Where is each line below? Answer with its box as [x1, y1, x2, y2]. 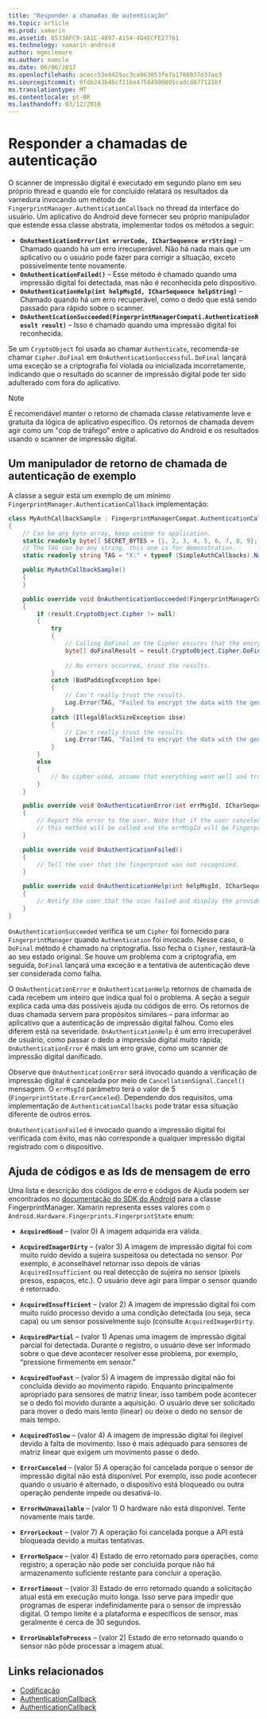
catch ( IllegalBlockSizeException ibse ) [50, 713, 187, 721]
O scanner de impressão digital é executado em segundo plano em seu [8, 178, 242, 188]
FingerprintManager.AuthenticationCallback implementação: [8, 499, 209, 509]
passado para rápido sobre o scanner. [19, 303, 145, 313]
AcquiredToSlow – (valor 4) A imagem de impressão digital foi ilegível [19, 1430, 244, 1440]
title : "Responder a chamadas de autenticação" [8, 11, 169, 20]
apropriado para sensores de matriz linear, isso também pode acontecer [19, 1390, 257, 1399]
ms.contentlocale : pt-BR [8, 93, 91, 101]
